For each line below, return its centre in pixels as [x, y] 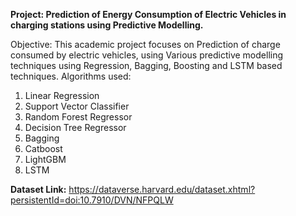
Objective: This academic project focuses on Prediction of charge [145, 44]
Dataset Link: [38, 189]
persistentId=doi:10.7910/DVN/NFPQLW [92, 200]
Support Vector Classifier [77, 106]
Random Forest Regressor [78, 117]
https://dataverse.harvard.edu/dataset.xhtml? [162, 189]
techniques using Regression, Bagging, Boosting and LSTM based [146, 65]
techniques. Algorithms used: [71, 76]
